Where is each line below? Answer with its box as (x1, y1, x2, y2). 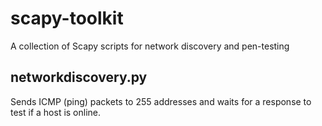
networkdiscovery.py (10, 69, 148, 86)
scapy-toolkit (10, 7, 124, 30)
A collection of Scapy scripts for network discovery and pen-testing (10, 40, 290, 52)
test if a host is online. (10, 106, 102, 118)
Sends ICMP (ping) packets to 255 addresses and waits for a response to (10, 95, 312, 107)
